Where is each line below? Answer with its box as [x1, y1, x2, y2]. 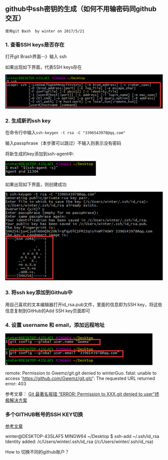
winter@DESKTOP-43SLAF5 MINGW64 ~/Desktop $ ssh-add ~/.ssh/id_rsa [5, 433, 159, 439]
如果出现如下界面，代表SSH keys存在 [5, 64, 82, 70]
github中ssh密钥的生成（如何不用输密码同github [5, 5, 156, 14]
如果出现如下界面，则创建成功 [5, 182, 66, 188]
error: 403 [5, 380, 26, 386]
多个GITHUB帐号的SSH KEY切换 [5, 411, 83, 418]
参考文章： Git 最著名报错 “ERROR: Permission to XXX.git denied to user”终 [5, 391, 159, 397]
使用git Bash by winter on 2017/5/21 [5, 29, 84, 34]
